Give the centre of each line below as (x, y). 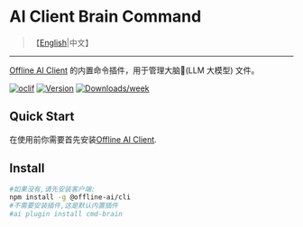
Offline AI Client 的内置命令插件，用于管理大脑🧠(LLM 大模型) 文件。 (134, 70)
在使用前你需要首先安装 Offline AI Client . (83, 139)
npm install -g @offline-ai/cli (70, 197)
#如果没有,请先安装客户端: (53, 189)
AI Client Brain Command (106, 17)
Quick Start (42, 117)
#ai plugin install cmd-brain (66, 214)
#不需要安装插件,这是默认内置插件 (64, 206)
